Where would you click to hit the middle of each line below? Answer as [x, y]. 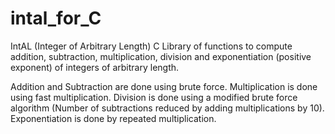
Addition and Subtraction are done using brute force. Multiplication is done [164, 86]
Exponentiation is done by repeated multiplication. [113, 118]
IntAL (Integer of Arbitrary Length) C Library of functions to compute [151, 46]
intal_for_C [56, 18]
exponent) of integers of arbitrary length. [95, 67]
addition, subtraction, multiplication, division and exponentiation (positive [161, 56]
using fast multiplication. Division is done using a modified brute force [154, 97]
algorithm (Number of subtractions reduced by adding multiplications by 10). [167, 108]
